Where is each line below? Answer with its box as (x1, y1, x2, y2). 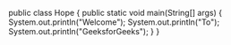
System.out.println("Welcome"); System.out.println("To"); (8, 17, 220, 27)
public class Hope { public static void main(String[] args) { (8, 8, 223, 18)
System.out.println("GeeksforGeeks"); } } (8, 26, 160, 36)
